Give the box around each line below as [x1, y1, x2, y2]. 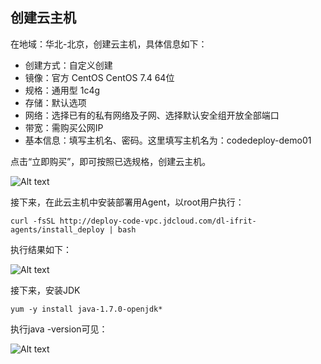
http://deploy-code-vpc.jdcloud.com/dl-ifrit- [59, 216, 257, 226]
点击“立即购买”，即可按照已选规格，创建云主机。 [10, 155, 212, 167]
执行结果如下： [10, 243, 72, 255]
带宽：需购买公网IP [24, 121, 104, 133]
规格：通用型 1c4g [24, 84, 101, 96]
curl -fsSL [10, 216, 56, 226]
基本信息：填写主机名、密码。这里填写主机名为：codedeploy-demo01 [24, 134, 312, 146]
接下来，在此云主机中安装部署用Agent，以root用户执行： [10, 196, 245, 208]
